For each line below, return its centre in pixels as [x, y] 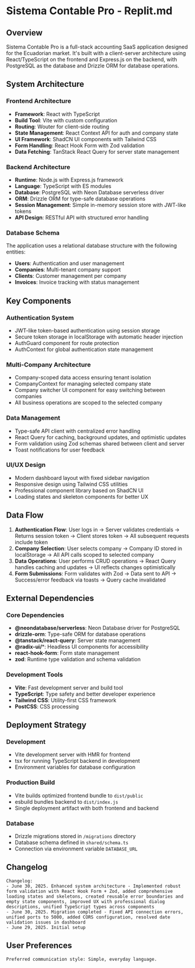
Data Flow [25, 515]
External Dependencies [50, 598]
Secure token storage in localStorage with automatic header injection [99, 337]
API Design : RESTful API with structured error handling [82, 217]
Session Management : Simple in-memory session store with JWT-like [100, 204]
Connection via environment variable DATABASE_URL [76, 849]
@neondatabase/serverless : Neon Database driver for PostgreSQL [97, 628]
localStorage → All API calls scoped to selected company [84, 554]
